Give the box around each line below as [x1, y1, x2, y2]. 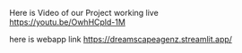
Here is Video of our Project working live [9, 8, 159, 18]
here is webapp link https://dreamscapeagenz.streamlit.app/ [9, 34, 233, 44]
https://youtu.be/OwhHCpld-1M [9, 17, 125, 27]
